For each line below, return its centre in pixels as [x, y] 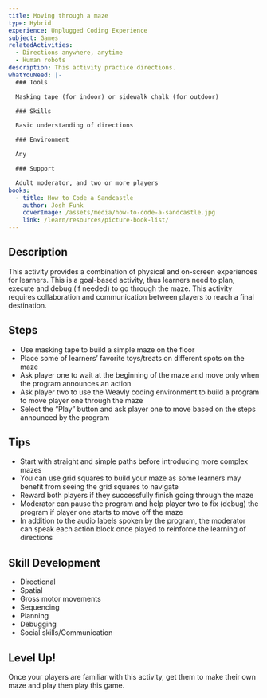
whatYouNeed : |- [35, 75]
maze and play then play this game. [67, 685]
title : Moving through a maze [59, 16]
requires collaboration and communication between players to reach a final [132, 296]
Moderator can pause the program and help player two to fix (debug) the [139, 504]
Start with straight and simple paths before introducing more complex [134, 461]
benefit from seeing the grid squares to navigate [99, 487]
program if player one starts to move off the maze [101, 512]
